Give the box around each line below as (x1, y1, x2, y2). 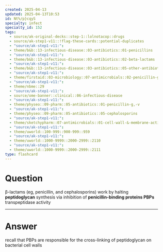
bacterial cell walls (5, 242, 42, 248)
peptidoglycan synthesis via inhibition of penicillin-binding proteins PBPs (5, 194, 154, 200)
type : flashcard (5, 152, 38, 157)
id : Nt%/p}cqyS (5, 16, 36, 21)
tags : (5, 30, 16, 35)
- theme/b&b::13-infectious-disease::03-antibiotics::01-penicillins (9, 48, 153, 53)
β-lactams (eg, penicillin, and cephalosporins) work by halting (5, 189, 129, 195)
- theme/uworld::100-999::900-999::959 (9, 129, 90, 134)
